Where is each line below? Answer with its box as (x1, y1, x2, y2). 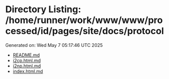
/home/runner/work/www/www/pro (5, 14, 163, 26)
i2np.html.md (12, 63, 41, 69)
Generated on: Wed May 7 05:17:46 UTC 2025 (5, 42, 103, 48)
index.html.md (12, 68, 43, 74)
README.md (12, 52, 40, 58)
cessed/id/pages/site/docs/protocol (5, 25, 164, 37)
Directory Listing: (5, 4, 81, 15)
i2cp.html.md (12, 57, 41, 63)
